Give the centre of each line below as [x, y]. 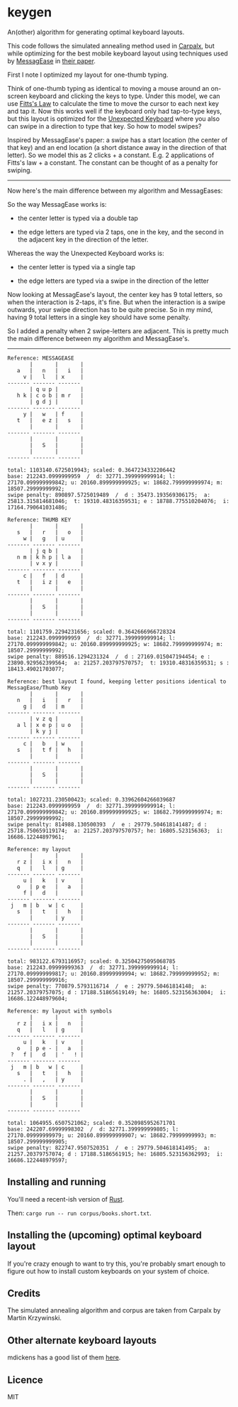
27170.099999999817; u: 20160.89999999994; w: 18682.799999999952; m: [114, 974]
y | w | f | [53, 414]
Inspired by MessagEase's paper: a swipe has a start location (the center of [118, 140]
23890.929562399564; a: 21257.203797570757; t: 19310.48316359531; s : [119, 663]
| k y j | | [56, 731]
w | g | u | [53, 538]
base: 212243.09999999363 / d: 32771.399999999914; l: [93, 967]
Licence [25, 1380]
